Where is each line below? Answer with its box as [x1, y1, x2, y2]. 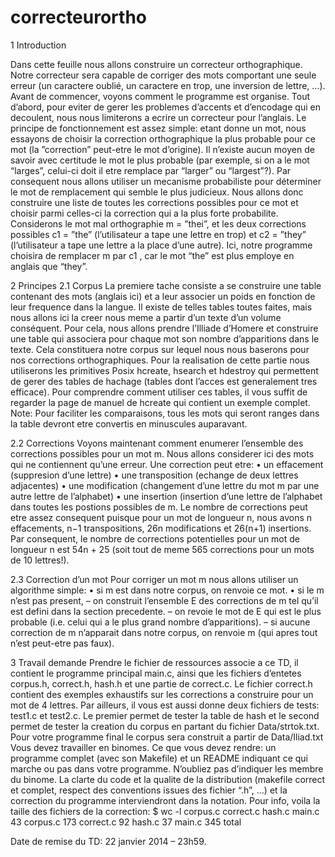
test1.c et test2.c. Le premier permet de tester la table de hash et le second [10, 709, 320, 721]
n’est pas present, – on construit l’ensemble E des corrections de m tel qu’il [10, 594, 319, 606]
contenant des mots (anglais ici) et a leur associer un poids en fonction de [10, 290, 316, 302]
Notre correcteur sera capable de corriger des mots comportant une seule [10, 69, 317, 81]
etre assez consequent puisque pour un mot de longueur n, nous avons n [10, 511, 313, 523]
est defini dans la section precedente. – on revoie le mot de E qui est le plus [10, 605, 322, 617]
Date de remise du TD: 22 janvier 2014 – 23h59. [10, 835, 207, 847]
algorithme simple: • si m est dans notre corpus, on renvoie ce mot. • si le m [10, 584, 325, 596]
